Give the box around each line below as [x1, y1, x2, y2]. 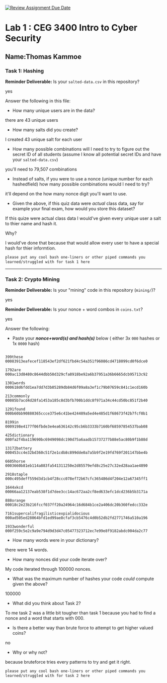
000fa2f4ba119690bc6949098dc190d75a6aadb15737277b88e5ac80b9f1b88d [5, 437, 148, 442]
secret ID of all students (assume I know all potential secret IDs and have [12, 151, 162, 157]
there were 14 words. [5, 547, 48, 553]
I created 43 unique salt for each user [5, 136, 83, 142]
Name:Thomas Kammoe [5, 52, 82, 61]
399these [5, 354, 23, 359]
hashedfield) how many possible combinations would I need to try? [12, 181, 150, 187]
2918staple [5, 472, 28, 477]
